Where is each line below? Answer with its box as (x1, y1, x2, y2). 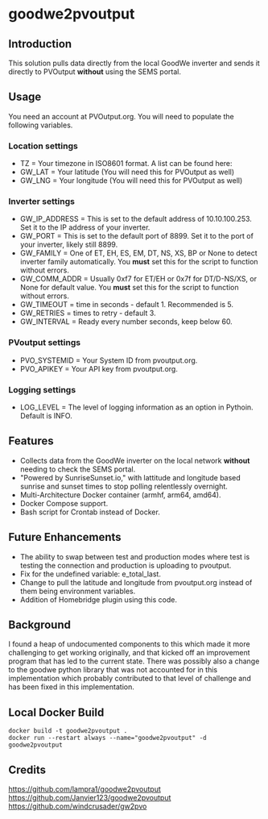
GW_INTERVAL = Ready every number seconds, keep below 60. (19, 317, 233, 326)
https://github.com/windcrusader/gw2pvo (8, 801, 147, 811)
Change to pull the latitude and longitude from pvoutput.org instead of (19, 577, 253, 587)
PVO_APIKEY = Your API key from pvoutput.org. (19, 364, 179, 373)
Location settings (8, 140, 78, 152)
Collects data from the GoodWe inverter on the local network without (19, 455, 250, 465)
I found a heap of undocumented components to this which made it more (8, 639, 251, 649)
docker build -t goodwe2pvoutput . (8, 727, 128, 735)
